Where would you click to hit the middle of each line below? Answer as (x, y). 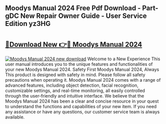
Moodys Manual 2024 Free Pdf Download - (73, 8)
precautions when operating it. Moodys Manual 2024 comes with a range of (83, 80)
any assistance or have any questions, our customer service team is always (83, 112)
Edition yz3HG (28, 24)
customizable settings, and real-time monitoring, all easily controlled (75, 91)
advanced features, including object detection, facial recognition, (72, 85)
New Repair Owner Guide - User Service (83, 16)
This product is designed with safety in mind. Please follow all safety (75, 75)
